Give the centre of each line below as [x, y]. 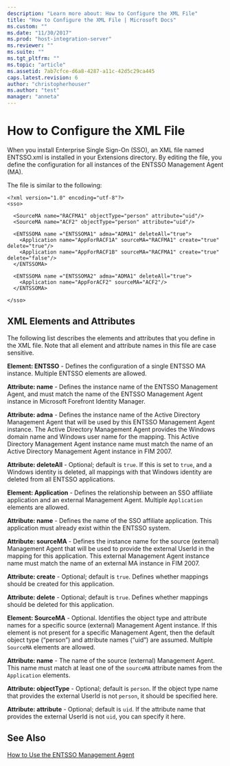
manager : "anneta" [33, 97]
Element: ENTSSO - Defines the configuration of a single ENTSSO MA [106, 366]
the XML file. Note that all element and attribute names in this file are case [112, 345]
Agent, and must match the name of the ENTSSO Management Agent [105, 394]
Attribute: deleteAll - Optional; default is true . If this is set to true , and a [110, 464]
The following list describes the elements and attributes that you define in [111, 338]
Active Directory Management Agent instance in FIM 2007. [90, 451]
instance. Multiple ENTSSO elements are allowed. [77, 373]
